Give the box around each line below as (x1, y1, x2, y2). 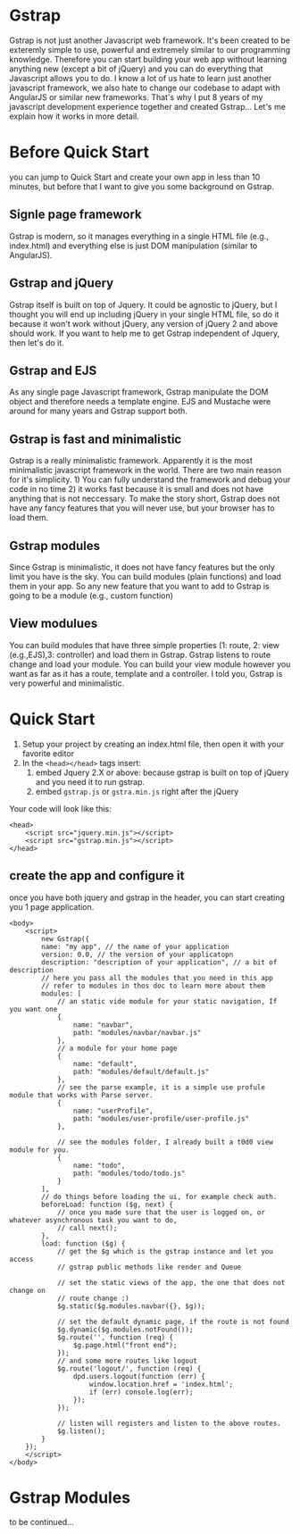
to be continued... (9, 1517, 74, 1528)
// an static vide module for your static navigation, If (56, 996, 278, 1005)
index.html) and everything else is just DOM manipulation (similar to (9, 240, 258, 251)
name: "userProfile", (72, 1106, 154, 1115)
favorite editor (21, 747, 74, 759)
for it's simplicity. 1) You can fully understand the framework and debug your (9, 474, 291, 485)
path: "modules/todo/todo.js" (72, 1169, 186, 1178)
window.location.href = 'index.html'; (88, 1380, 234, 1388)
